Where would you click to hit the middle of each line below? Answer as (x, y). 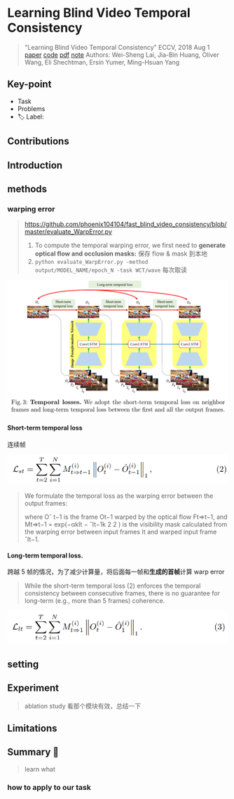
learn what (40, 769)
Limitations (32, 728)
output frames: (46, 503)
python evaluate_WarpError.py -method (91, 262)
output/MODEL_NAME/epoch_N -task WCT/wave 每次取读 (111, 270)
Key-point (29, 85)
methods (27, 189)
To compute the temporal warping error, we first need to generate (130, 245)
